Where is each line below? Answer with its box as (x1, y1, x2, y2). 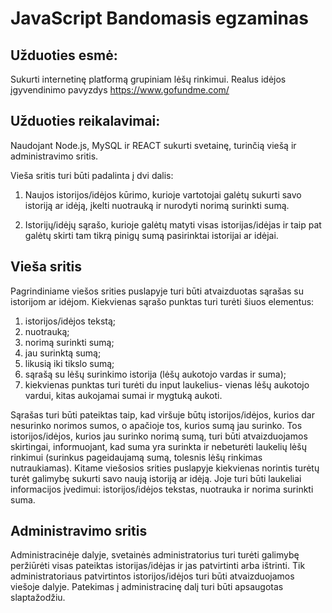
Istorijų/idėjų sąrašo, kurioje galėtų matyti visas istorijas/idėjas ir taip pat (24, 218, 322, 231)
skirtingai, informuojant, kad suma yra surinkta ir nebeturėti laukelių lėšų (10, 440, 307, 452)
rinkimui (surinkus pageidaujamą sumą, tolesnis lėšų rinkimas (10, 451, 263, 463)
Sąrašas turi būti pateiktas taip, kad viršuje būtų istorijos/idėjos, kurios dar (10, 408, 315, 421)
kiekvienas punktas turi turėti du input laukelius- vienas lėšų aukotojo (24, 378, 310, 391)
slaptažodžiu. (10, 592, 66, 604)
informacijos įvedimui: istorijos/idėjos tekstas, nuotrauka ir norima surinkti (10, 483, 314, 495)
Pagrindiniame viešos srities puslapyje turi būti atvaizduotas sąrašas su (10, 285, 304, 297)
